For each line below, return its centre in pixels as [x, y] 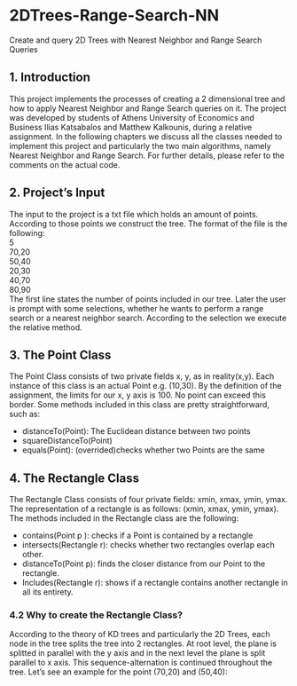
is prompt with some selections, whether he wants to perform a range [137, 308]
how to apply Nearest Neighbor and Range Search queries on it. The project [148, 108]
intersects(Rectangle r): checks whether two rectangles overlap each [148, 545]
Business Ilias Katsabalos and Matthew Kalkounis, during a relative [131, 127]
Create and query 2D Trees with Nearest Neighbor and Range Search [136, 40]
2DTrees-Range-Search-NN [114, 16]
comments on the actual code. [65, 164]
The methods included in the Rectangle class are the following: [124, 518]
